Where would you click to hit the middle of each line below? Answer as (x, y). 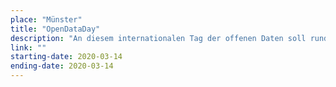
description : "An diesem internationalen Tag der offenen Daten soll (158, 38)
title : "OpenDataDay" (55, 29)
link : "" (28, 47)
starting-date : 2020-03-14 (66, 57)
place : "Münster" (46, 19)
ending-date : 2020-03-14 (62, 66)
